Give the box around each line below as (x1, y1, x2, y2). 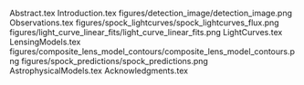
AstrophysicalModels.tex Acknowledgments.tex (9, 65, 189, 76)
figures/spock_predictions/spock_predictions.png (21, 56, 208, 66)
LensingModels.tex (9, 36, 81, 47)
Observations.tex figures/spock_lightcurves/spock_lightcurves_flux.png (9, 17, 280, 28)
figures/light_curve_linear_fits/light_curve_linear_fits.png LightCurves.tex (9, 27, 283, 37)
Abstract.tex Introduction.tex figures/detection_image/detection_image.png (9, 8, 293, 18)
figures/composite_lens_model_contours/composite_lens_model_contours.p (9, 46, 295, 57)
